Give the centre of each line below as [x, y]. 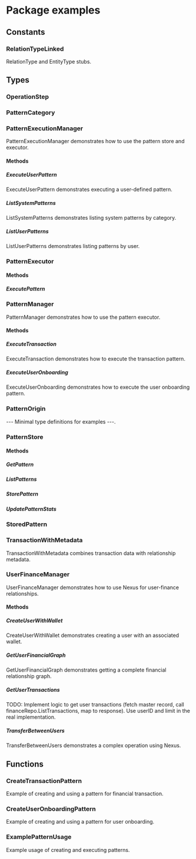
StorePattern [22, 494]
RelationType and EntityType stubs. [49, 61]
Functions [25, 764]
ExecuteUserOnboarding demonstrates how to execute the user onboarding [98, 387]
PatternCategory [31, 113]
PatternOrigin [26, 409]
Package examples [53, 10]
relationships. [23, 593]
